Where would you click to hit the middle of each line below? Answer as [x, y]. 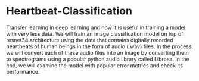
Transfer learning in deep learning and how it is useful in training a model [96, 27]
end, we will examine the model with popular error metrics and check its [95, 65]
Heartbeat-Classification [69, 11]
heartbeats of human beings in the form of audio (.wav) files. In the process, [100, 46]
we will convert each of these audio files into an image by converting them [97, 52]
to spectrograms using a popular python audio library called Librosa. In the [98, 59]
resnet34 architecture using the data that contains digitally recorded [90, 40]
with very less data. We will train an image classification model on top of [95, 33]
